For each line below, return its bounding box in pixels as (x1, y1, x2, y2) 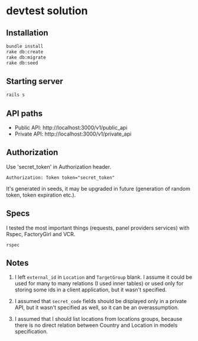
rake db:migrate (6, 54, 46, 60)
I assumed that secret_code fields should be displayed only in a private (14, 298, 187, 305)
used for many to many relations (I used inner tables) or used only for (14, 280, 184, 287)
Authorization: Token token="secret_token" (6, 175, 115, 181)
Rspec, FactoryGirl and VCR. (6, 230, 76, 237)
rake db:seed (6, 60, 38, 66)
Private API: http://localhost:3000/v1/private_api (14, 130, 132, 137)
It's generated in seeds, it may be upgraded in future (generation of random (6, 185, 190, 192)
